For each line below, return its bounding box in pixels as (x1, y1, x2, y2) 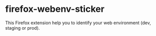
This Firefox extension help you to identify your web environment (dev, (5, 20, 151, 26)
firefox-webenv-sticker (5, 3, 105, 15)
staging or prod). (5, 25, 40, 31)
